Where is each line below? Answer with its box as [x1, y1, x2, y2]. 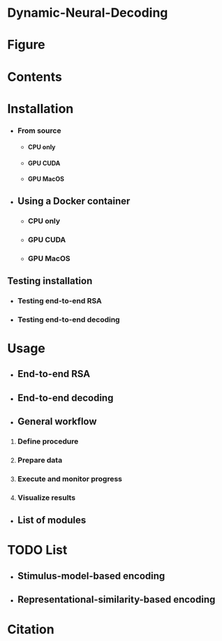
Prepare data [17, 455, 63, 465]
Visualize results [17, 492, 75, 502]
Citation [7, 621, 54, 638]
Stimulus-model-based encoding [17, 570, 165, 582]
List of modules [17, 515, 87, 526]
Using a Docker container [17, 195, 131, 207]
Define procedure [17, 436, 79, 446]
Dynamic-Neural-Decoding [7, 5, 168, 21]
